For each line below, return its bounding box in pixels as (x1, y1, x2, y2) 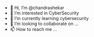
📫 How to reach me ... (10, 26, 57, 32)
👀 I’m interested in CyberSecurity (10, 10, 79, 16)
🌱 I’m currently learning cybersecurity (10, 15, 89, 21)
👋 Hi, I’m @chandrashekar (10, 5, 65, 10)
